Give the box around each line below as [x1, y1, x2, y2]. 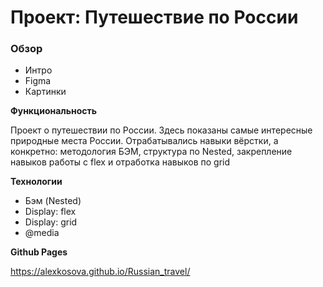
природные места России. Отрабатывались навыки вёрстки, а [10, 135, 279, 147]
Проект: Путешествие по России [10, 6, 299, 29]
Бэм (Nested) [24, 195, 82, 207]
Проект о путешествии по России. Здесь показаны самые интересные [10, 124, 313, 136]
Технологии [10, 176, 63, 188]
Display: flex [24, 206, 77, 218]
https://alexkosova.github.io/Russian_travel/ [10, 266, 191, 278]
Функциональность [10, 105, 98, 117]
